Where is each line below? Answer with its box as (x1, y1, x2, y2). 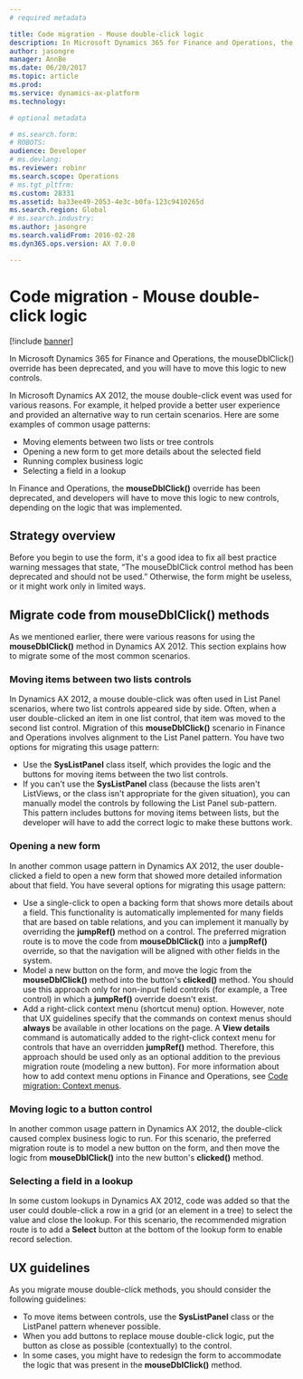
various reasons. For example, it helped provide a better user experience (9, 400, 280, 410)
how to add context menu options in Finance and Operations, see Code (22, 1070, 289, 1081)
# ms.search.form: (9, 130, 79, 139)
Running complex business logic (22, 455, 144, 467)
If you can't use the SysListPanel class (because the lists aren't (22, 778, 260, 789)
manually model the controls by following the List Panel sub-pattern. (22, 798, 278, 809)
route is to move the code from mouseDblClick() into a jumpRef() (22, 935, 269, 947)
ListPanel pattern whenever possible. (22, 1321, 161, 1332)
